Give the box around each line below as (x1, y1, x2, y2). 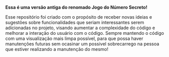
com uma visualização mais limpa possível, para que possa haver (5, 35, 143, 41)
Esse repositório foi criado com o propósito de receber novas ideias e (5, 14, 152, 20)
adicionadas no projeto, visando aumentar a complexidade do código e (5, 25, 155, 31)
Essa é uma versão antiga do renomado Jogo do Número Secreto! (5, 5, 147, 10)
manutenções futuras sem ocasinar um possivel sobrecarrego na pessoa (5, 41, 160, 47)
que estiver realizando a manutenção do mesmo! (5, 46, 109, 52)
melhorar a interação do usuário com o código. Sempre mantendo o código (5, 30, 164, 36)
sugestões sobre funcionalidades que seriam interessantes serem (5, 20, 144, 25)
